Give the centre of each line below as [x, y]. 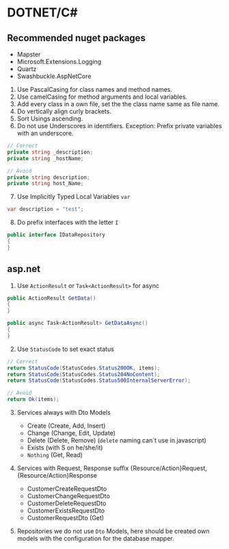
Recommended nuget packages [76, 38]
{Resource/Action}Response [57, 476]
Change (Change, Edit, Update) [71, 433]
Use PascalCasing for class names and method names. [94, 89]
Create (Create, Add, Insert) [66, 426]
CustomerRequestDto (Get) [66, 518]
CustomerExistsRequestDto [66, 511]
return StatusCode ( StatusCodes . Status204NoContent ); [84, 374]
